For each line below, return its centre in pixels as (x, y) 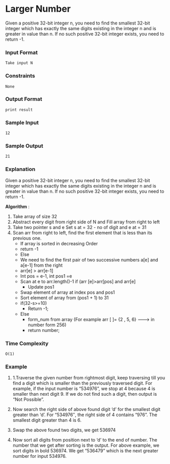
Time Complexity (27, 343)
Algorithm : (17, 207)
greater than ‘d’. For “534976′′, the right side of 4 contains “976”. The (85, 415)
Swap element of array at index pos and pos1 (67, 292)
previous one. (27, 238)
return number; (44, 330)
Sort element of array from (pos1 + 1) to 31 (64, 298)
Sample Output (24, 146)
